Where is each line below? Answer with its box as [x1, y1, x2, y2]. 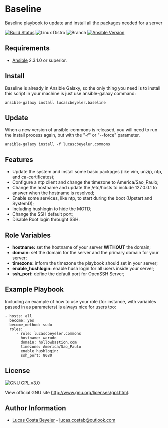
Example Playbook [5, 285, 64, 294]
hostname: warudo [20, 335, 57, 340]
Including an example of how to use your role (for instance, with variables [5, 298, 156, 304]
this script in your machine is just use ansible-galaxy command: [5, 90, 136, 96]
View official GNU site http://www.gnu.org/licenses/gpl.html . [5, 389, 130, 395]
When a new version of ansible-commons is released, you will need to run [5, 127, 158, 133]
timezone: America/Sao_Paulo [20, 344, 81, 349]
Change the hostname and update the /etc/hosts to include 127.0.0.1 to [12, 185, 157, 191]
